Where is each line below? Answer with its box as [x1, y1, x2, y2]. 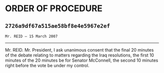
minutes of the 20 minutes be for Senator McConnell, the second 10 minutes [5, 57, 159, 63]
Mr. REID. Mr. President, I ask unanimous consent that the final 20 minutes [5, 47, 154, 53]
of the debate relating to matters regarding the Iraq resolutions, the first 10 [5, 52, 154, 58]
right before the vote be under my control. [5, 63, 89, 68]
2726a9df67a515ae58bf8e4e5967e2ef [5, 22, 110, 29]
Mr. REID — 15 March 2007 [5, 34, 58, 39]
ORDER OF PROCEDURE [5, 3, 102, 14]
